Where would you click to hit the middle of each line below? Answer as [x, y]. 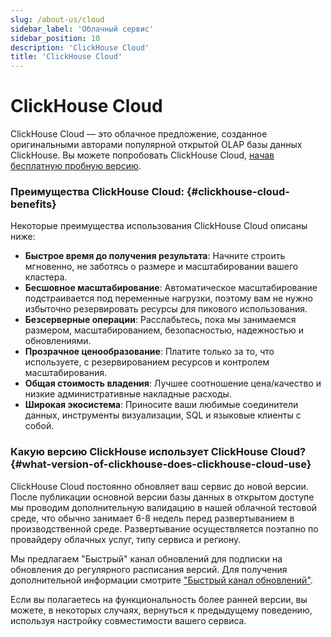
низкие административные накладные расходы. [128, 394]
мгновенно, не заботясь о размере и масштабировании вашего [161, 267]
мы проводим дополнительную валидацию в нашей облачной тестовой [164, 507]
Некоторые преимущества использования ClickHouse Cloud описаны [159, 226]
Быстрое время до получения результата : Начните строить [155, 256]
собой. [39, 426]
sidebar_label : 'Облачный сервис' [82, 29]
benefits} [33, 204]
